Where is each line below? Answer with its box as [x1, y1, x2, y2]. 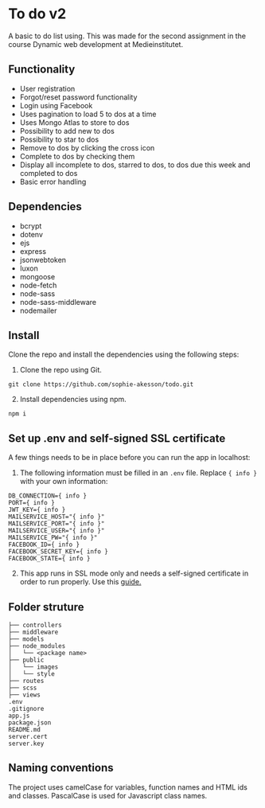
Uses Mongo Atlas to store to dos [19, 117, 130, 127]
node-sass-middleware [19, 297, 97, 306]
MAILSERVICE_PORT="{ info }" [8, 520, 105, 528]
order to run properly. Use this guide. [19, 577, 142, 587]
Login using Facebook [19, 100, 93, 110]
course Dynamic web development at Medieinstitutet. [8, 39, 184, 49]
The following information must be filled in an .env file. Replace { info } [19, 468, 257, 478]
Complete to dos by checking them [19, 151, 135, 161]
